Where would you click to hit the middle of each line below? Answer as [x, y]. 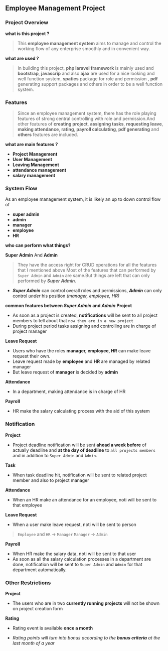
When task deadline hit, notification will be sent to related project [79, 475]
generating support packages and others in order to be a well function [90, 84]
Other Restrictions [28, 583]
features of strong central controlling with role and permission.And [86, 118]
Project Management [35, 154]
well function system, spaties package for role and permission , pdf [88, 79]
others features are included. [48, 135]
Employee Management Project [55, 8]
